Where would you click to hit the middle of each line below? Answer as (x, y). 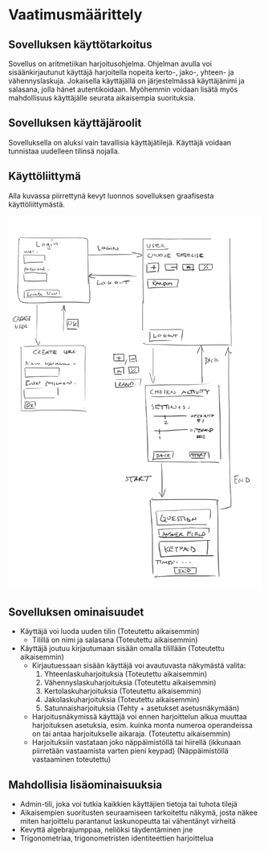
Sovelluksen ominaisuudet (76, 612)
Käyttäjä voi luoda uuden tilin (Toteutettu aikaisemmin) (110, 632)
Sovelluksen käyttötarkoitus (80, 45)
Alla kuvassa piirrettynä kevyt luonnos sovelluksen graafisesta (111, 195)
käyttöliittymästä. (37, 204)
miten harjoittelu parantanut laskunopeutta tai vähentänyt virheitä (128, 820)
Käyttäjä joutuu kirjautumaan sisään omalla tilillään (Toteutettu (122, 648)
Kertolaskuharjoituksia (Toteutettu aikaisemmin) (123, 691)
